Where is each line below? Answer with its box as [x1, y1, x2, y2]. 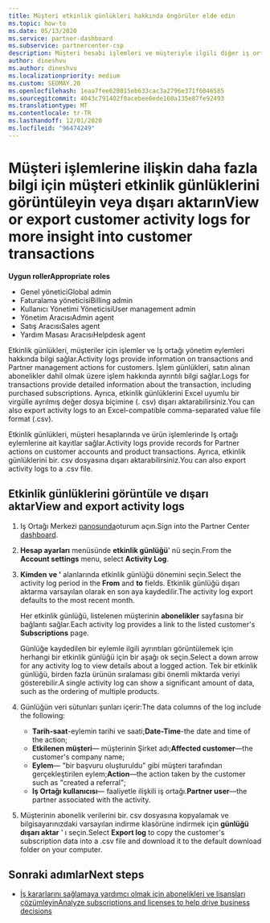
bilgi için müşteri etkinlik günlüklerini [8, 176, 260, 194]
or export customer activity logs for [8, 210, 251, 228]
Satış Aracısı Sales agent [19, 321, 100, 331]
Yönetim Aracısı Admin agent [19, 312, 114, 322]
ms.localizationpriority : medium [8, 72, 121, 80]
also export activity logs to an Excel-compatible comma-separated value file [8, 405, 261, 415]
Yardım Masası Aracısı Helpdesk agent [19, 330, 146, 339]
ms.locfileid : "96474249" [8, 124, 95, 132]
